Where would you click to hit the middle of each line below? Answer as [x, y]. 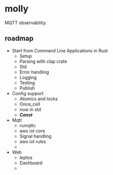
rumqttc [28, 125]
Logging [28, 77]
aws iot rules [33, 141]
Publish [27, 88]
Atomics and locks [39, 99]
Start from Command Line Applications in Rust [60, 50]
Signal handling [35, 136]
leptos [26, 157]
